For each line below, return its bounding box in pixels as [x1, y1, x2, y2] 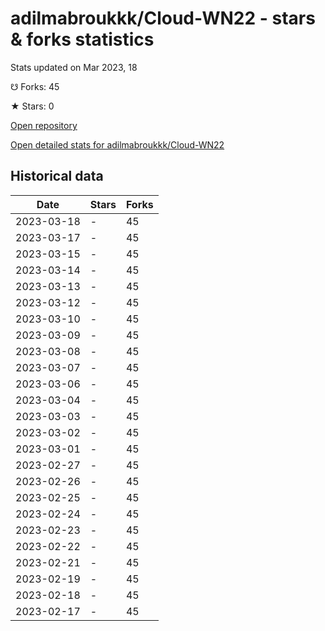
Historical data [10, 168, 104, 185]
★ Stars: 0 [10, 100, 55, 112]
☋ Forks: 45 [10, 80, 60, 92]
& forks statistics [10, 28, 155, 51]
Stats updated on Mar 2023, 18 [10, 61, 138, 73]
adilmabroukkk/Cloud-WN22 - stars [10, 7, 316, 30]
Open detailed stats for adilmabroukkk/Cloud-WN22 [10, 138, 225, 151]
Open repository [10, 119, 78, 131]
